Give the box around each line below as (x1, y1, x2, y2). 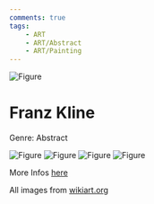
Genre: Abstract (9, 132, 68, 144)
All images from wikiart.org (9, 185, 109, 196)
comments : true (9, 13, 66, 22)
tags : (9, 22, 30, 31)
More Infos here (9, 167, 69, 178)
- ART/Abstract (25, 38, 82, 48)
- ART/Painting (25, 47, 82, 56)
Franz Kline (9, 102, 96, 123)
